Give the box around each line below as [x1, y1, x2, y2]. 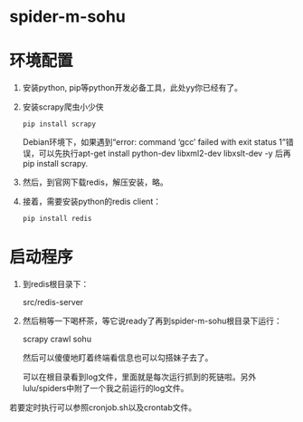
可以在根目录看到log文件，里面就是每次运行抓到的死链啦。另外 [22, 371, 257, 382]
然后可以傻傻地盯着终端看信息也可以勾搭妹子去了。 [22, 352, 213, 363]
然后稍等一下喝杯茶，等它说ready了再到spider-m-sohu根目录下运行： [22, 315, 282, 327]
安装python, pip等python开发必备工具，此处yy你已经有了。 [22, 82, 242, 93]
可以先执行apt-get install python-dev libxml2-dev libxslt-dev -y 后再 [38, 148, 291, 159]
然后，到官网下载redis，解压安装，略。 [22, 177, 169, 187]
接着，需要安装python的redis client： [22, 197, 161, 207]
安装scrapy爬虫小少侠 [22, 101, 104, 112]
